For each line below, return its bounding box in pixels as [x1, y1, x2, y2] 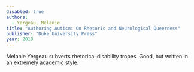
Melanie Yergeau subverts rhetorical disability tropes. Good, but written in [6, 53, 189, 60]
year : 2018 [6, 36, 34, 42]
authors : [6, 14, 28, 20]
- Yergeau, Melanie [11, 20, 60, 26]
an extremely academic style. [6, 59, 79, 66]
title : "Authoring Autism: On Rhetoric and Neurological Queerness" [6, 25, 181, 32]
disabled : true [6, 8, 44, 15]
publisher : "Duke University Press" [6, 31, 98, 37]
